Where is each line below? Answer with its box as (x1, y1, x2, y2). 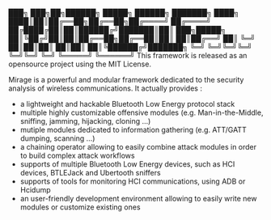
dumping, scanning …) (19, 133, 95, 143)
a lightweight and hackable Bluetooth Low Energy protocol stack (19, 99, 235, 108)
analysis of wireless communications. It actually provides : (8, 83, 202, 93)
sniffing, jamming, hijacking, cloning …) (19, 116, 151, 125)
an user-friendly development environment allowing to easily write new (19, 194, 257, 203)
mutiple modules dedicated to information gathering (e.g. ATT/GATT (19, 125, 247, 134)
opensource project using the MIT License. (8, 59, 152, 69)
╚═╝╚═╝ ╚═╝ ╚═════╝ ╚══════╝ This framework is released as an (8, 51, 248, 60)
